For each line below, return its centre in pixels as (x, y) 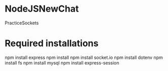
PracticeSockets (22, 23)
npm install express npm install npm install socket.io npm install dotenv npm (84, 57)
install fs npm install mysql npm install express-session (62, 63)
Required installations (52, 43)
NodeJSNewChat (42, 9)
